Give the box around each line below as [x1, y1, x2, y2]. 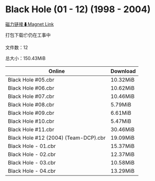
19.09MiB [110, 134, 135, 141]
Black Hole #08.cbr [8, 101, 55, 108]
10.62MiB [110, 84, 135, 91]
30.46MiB [110, 126, 135, 133]
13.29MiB [110, 167, 135, 174]
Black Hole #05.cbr [8, 76, 55, 83]
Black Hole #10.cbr [8, 117, 55, 124]
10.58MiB [110, 159, 135, 166]
